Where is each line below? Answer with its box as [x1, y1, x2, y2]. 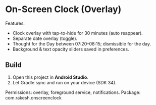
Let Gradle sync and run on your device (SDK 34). [12, 79, 117, 85]
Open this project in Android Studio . [12, 74, 88, 80]
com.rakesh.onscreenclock [5, 94, 62, 100]
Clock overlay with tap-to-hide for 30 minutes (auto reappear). [12, 30, 143, 36]
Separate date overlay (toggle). [12, 35, 78, 41]
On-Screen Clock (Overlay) [5, 4, 122, 15]
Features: [5, 20, 25, 26]
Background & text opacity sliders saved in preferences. [12, 46, 130, 52]
